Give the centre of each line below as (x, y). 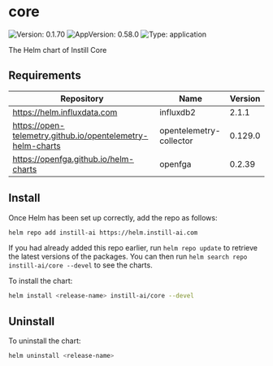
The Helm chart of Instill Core (58, 50)
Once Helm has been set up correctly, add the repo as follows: (113, 217)
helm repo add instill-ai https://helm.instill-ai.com (103, 233)
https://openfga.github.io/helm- (73, 159)
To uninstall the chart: (45, 341)
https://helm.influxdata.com (65, 112)
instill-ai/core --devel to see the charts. (80, 265)
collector (176, 141)
